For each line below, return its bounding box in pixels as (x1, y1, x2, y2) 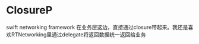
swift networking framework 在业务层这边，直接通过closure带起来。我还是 (6, 23, 188, 31)
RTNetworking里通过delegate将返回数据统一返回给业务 (11, 31, 146, 38)
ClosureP (6, 4, 53, 17)
